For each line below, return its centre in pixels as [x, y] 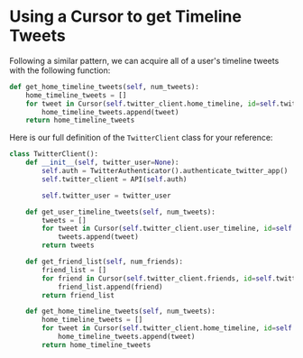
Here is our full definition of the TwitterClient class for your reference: [141, 138]
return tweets [68, 245]
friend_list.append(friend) [110, 287]
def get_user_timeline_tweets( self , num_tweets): [121, 212]
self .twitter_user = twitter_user [106, 196]
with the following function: [60, 70]
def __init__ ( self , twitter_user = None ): [102, 163]
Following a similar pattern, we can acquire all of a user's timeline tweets [144, 60]
